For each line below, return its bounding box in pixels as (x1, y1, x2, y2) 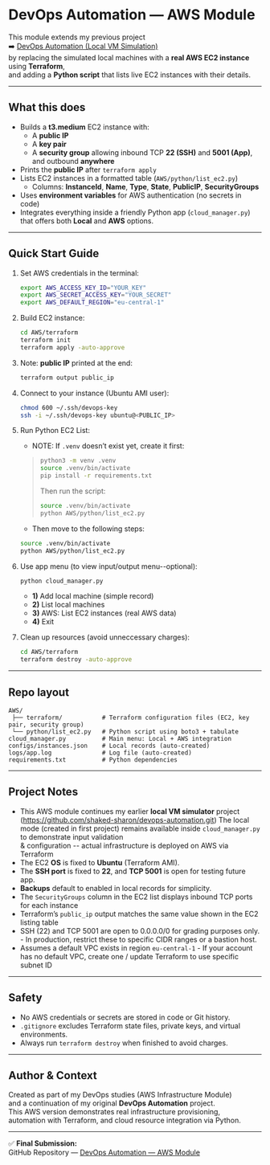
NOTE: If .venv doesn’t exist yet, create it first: (31, 441, 185, 451)
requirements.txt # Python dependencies (8, 756, 178, 764)
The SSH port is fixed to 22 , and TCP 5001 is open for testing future (19, 866, 247, 876)
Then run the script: (39, 486, 106, 496)
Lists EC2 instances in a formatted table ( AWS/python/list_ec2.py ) (19, 173, 239, 182)
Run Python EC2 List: (19, 426, 91, 435)
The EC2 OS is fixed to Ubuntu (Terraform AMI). (19, 857, 180, 867)
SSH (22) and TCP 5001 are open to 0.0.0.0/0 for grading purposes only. (19, 926, 260, 935)
